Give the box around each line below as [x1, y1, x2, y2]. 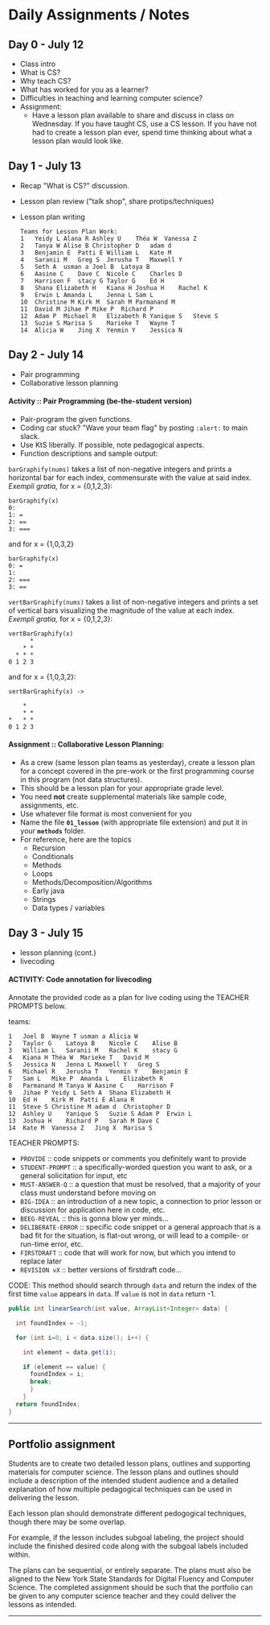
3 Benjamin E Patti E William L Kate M [19, 248, 172, 257]
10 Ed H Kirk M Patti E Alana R [8, 1096, 135, 1104]
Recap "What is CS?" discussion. [19, 180, 130, 190]
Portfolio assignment [8, 1437, 116, 1451]
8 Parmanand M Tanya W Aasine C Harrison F [8, 1081, 174, 1090]
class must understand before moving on [19, 1188, 157, 1197]
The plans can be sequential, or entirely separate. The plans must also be [8, 1565, 252, 1575]
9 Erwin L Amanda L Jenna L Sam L [19, 291, 154, 299]
